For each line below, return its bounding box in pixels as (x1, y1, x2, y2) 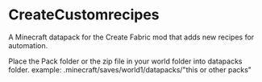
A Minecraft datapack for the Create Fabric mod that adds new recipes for (8, 32, 255, 42)
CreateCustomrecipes (8, 6, 160, 24)
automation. (8, 40, 48, 50)
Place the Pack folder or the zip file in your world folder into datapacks (8, 56, 243, 66)
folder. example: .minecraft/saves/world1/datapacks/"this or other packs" (8, 64, 252, 74)
